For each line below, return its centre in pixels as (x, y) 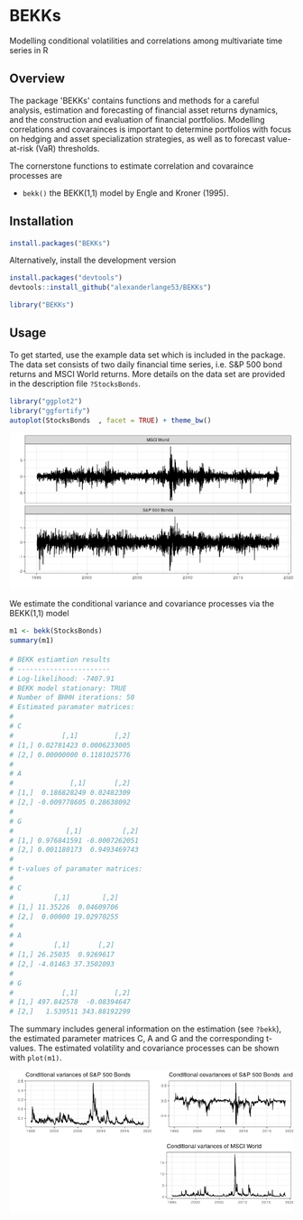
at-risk (22, 148)
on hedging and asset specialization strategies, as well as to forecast (138, 139)
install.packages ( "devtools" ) (66, 278)
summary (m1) (32, 641)
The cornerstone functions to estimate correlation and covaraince (132, 166)
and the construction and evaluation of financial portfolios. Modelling (137, 119)
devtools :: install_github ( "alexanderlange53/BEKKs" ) (110, 288)
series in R (29, 50)
